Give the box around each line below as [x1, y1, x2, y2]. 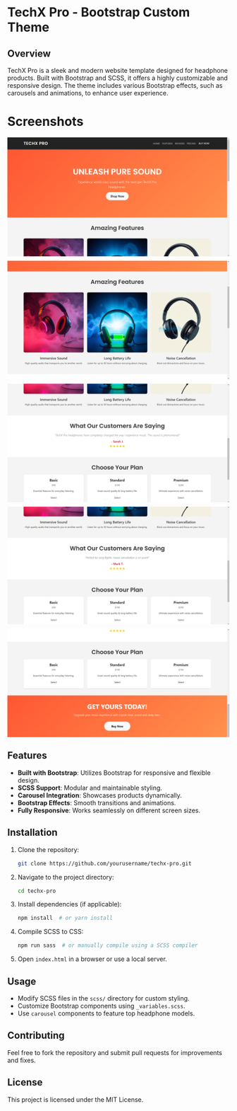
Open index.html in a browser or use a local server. [17, 955, 167, 963]
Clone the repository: [17, 845, 80, 853]
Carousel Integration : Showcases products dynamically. [17, 790, 182, 800]
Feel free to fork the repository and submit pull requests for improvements [7, 1048, 222, 1057]
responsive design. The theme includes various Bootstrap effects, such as [7, 81, 223, 89]
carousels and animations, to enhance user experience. [7, 89, 169, 97]
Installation [7, 827, 58, 839]
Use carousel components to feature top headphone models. [17, 1009, 195, 1018]
